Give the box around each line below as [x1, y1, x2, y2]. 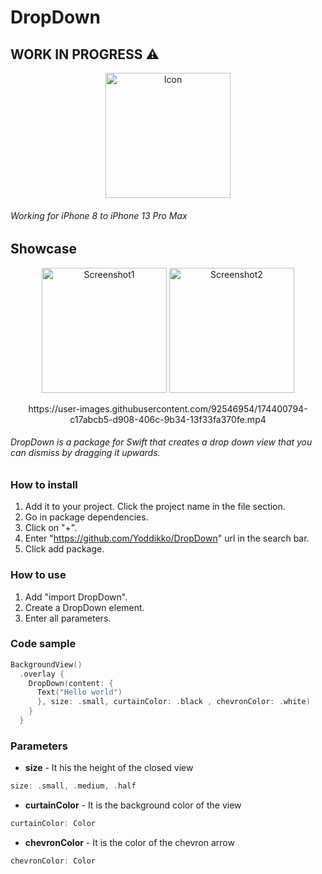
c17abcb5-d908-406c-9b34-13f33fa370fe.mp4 [69, 413, 267, 425]
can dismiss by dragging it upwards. [10, 447, 161, 459]
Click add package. [24, 543, 105, 555]
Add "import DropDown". [24, 591, 128, 603]
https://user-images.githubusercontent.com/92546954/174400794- [28, 402, 308, 415]
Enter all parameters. [24, 612, 112, 624]
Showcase [10, 241, 78, 258]
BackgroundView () [10, 659, 83, 670]
